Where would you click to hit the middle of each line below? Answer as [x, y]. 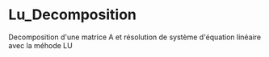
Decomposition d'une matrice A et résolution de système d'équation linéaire [134, 37]
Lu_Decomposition [73, 15]
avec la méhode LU [40, 45]
